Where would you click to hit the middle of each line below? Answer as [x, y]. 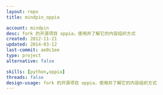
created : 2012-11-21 [32, 39]
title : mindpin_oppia [33, 17]
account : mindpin [28, 28]
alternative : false [30, 61]
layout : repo [22, 12]
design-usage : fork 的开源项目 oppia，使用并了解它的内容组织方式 [81, 83]
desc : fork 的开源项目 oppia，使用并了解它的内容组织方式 [71, 33]
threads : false [25, 77]
